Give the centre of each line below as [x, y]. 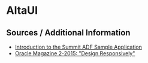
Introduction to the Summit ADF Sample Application [78, 47]
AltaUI [22, 10]
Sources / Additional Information [68, 33]
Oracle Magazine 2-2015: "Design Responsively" [75, 53]
